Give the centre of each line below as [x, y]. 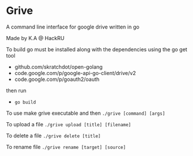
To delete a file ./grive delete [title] [54, 136]
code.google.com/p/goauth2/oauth [57, 79]
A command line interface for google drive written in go [73, 27]
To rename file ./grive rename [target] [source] [66, 147]
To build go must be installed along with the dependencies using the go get [97, 49]
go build [25, 102]
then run [16, 90]
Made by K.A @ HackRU [35, 38]
